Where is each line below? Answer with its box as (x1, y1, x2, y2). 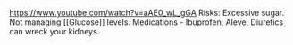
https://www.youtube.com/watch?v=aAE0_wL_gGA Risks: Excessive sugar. (9, 8, 285, 18)
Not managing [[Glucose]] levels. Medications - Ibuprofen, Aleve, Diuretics (9, 17, 284, 27)
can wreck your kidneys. (9, 26, 100, 36)
